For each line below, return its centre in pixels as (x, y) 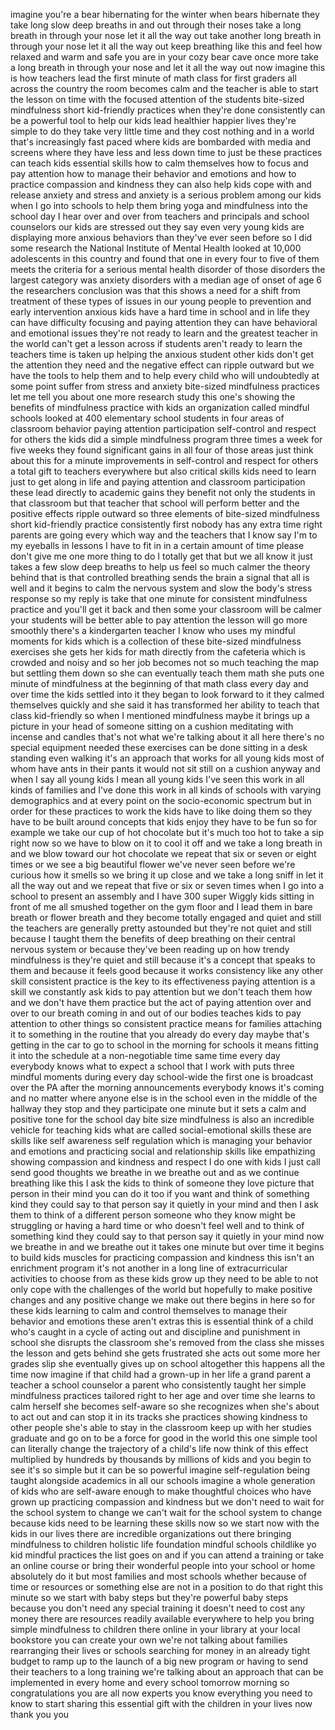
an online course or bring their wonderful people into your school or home (163, 1565)
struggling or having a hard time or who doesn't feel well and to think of (157, 1225)
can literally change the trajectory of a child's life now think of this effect (159, 1448)
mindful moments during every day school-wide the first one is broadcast (162, 1077)
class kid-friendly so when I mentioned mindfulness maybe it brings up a (160, 715)
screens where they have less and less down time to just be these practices (166, 152)
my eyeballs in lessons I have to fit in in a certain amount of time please (157, 545)
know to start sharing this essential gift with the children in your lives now (161, 1703)
